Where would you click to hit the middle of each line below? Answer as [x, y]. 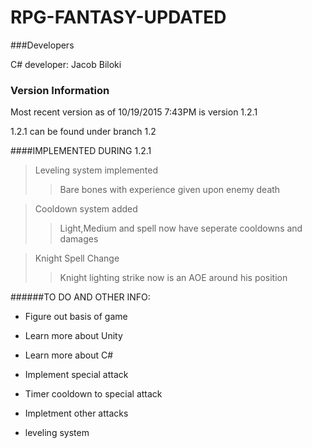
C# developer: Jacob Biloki [66, 64]
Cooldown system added [86, 209]
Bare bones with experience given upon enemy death [170, 190]
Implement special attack [76, 375]
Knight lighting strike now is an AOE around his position [173, 278]
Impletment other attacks [76, 413]
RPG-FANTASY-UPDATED [118, 17]
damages [79, 239]
